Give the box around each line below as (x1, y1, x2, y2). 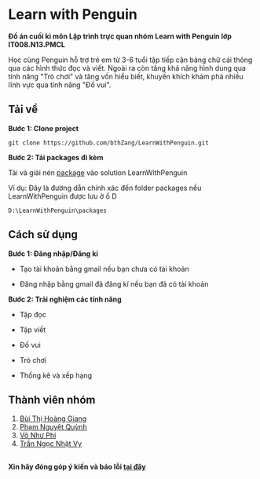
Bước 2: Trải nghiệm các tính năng (8, 294, 122, 304)
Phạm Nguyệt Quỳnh (19, 422, 88, 432)
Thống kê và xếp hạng (19, 371, 93, 380)
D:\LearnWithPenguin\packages (8, 207, 108, 214)
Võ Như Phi (19, 430, 57, 441)
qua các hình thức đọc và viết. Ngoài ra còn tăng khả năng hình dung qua (8, 63, 246, 72)
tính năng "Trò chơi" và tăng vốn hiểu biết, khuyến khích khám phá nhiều (8, 71, 244, 81)
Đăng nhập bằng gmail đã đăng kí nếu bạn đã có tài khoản (19, 279, 209, 288)
